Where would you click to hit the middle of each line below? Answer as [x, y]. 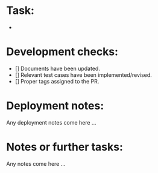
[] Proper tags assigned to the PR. [57, 81]
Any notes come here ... [36, 163]
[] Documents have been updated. [58, 68]
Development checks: [62, 52]
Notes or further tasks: [65, 147]
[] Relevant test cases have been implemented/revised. [83, 75]
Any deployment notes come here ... [51, 122]
